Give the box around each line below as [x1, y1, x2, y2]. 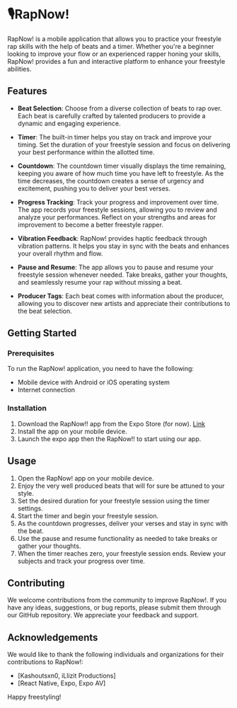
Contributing [7, 577, 65, 589]
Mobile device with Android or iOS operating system [17, 378, 170, 387]
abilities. [7, 64, 32, 73]
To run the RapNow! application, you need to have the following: [7, 365, 195, 373]
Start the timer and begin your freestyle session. [17, 511, 159, 520]
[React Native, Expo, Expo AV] [17, 679, 106, 687]
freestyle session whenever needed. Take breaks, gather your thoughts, [17, 270, 228, 279]
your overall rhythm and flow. [17, 249, 103, 258]
